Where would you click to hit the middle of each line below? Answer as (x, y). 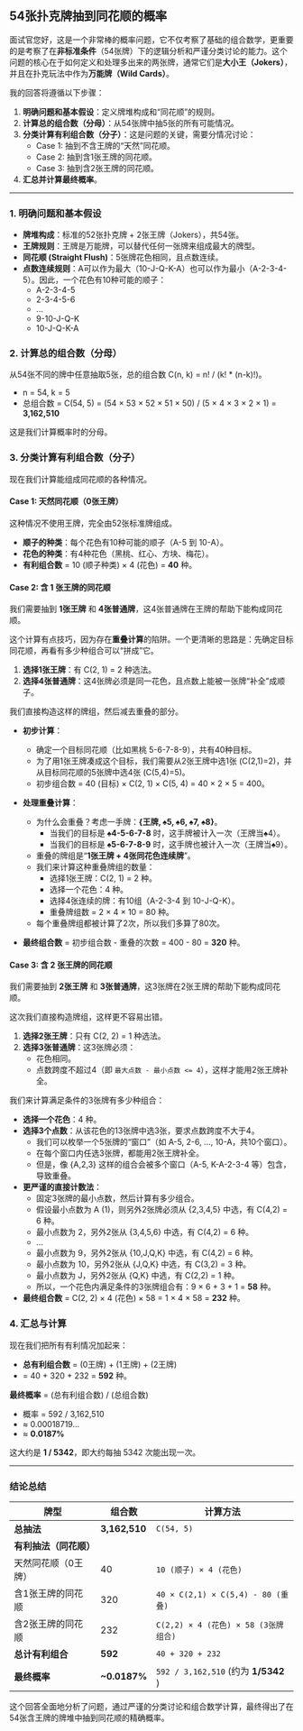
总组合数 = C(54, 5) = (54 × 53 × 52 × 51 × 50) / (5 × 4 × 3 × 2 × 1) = (149, 403)
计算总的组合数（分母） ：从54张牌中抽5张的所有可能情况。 (130, 123)
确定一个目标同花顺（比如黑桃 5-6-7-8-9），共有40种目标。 (146, 750)
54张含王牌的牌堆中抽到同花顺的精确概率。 (89, 1717)
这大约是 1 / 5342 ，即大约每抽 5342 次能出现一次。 (105, 1452)
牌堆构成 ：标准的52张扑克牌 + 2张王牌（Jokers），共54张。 (133, 235)
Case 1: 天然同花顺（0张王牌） (66, 501)
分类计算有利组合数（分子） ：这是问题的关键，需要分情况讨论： (139, 134)
